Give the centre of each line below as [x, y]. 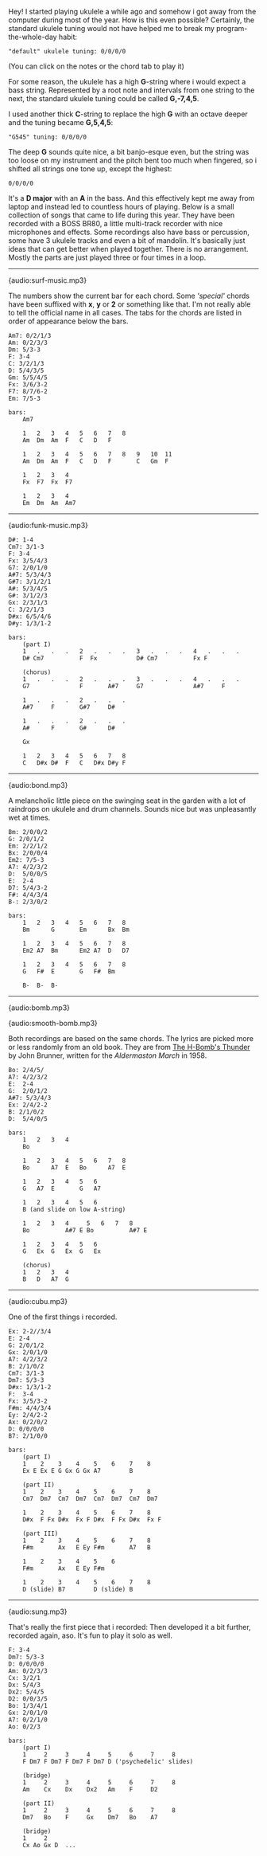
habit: [68, 37]
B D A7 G [46, 1279]
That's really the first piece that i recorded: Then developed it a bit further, [130, 1627]
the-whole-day [33, 37]
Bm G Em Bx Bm [76, 930]
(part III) [41, 1533]
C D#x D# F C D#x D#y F [74, 763]
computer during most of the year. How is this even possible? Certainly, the [132, 20]
